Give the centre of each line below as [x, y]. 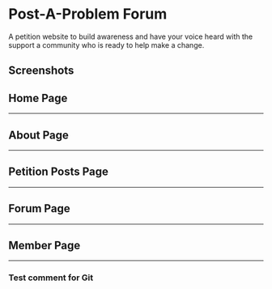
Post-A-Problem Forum [88, 14]
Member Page [45, 245]
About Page [38, 135]
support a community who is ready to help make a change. [106, 45]
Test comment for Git [51, 278]
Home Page [38, 98]
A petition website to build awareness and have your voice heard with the [131, 36]
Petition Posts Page [59, 172]
